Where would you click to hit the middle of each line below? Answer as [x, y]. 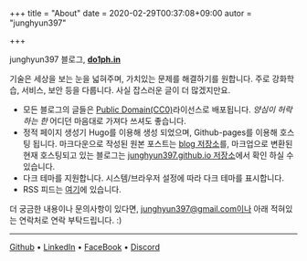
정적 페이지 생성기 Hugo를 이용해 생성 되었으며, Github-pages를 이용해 [150, 132]
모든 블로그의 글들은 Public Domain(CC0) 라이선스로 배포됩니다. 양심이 [149, 110]
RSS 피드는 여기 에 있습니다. [72, 189]
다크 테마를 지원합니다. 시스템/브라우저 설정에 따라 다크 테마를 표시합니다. [153, 178]
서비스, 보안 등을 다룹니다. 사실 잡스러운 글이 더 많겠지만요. [126, 90]
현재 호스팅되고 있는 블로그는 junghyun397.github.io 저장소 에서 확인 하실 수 [158, 155]
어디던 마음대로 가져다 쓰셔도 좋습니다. [118, 121]
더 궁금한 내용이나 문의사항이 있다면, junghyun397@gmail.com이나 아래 [139, 209]
